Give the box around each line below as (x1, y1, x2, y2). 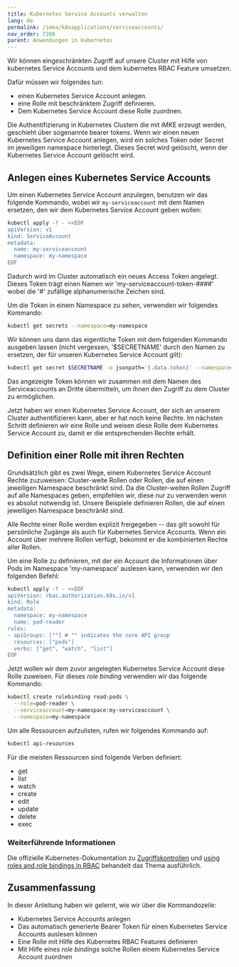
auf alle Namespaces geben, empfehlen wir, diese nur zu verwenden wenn (7, 491, 227, 500)
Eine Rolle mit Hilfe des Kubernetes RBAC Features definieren (17, 937, 198, 946)
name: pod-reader (14, 619, 65, 626)
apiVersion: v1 (7, 226, 53, 233)
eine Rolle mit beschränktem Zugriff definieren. (17, 99, 156, 108)
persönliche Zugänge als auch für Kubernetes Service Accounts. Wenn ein (7, 527, 226, 536)
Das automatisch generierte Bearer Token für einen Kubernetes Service (17, 922, 228, 931)
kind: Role (7, 599, 40, 606)
